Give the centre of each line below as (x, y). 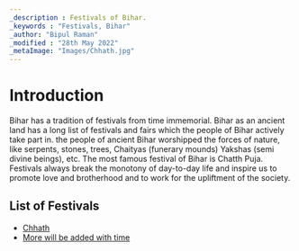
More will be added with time (76, 237)
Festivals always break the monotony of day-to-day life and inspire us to (143, 168)
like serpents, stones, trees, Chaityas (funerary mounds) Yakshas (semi (142, 149)
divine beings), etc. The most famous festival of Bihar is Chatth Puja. (136, 159)
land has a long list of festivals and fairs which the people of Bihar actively (147, 130)
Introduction (57, 96)
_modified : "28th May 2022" (64, 43)
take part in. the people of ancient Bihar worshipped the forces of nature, (145, 139)
